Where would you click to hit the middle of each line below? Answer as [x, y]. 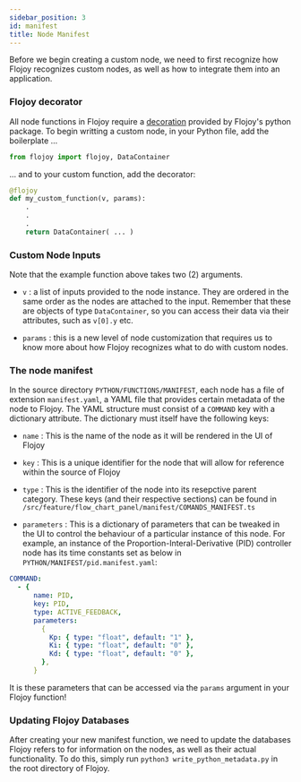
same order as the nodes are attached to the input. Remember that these [156, 302]
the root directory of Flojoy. [60, 769]
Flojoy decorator [46, 102]
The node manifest [51, 371]
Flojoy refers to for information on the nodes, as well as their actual [133, 750]
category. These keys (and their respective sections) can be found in [150, 499]
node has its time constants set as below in [102, 553]
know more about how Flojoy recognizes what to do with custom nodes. [155, 348]
